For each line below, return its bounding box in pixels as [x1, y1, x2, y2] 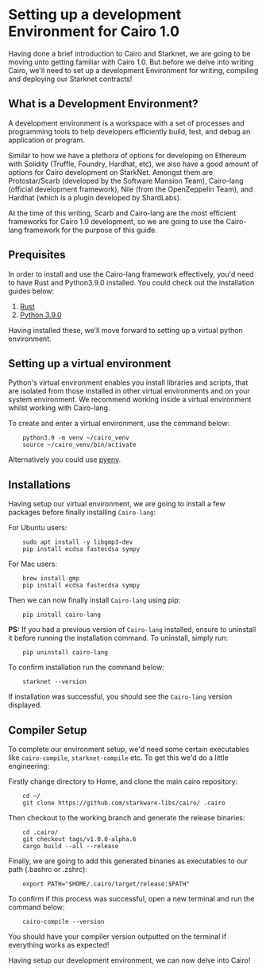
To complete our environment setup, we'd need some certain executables [8, 745, 250, 754]
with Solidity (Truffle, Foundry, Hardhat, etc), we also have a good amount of [8, 159, 259, 169]
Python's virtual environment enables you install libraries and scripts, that [8, 378, 249, 387]
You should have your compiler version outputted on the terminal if [8, 932, 227, 941]
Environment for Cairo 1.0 [8, 22, 180, 41]
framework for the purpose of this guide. [24, 225, 157, 235]
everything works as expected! [8, 940, 110, 949]
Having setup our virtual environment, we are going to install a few [8, 499, 226, 509]
